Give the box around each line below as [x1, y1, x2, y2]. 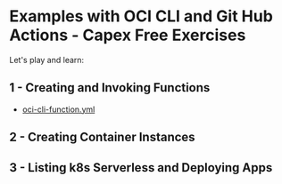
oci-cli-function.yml [21, 104, 95, 115]
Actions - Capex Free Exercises [9, 25, 246, 45]
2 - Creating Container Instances [9, 130, 195, 145]
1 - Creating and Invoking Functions [9, 80, 211, 95]
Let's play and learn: [9, 54, 85, 65]
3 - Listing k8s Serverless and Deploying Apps [9, 160, 273, 175]
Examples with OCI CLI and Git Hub [9, 6, 274, 27]
